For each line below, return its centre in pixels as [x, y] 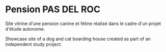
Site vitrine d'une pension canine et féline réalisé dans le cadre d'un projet [83, 23]
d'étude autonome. [25, 29]
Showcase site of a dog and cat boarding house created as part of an [78, 39]
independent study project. [34, 44]
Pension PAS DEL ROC [53, 9]
